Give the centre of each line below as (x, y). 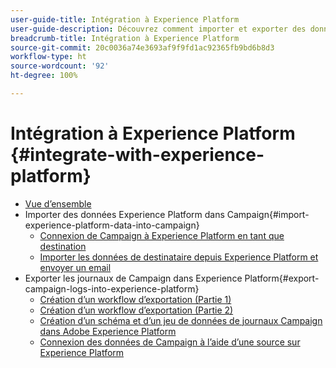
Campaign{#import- (268, 214)
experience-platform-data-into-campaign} (112, 225)
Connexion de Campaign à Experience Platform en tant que (162, 235)
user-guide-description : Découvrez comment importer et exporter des (158, 29)
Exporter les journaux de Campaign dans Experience (133, 278)
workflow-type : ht (48, 57)
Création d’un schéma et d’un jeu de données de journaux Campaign (181, 320)
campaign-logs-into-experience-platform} (112, 288)
